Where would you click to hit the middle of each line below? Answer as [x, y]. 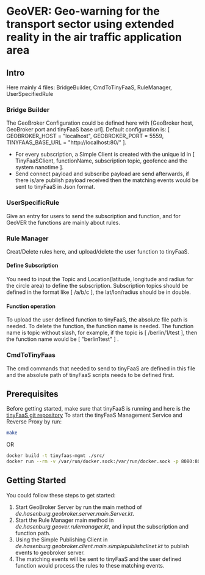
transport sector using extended [90, 24]
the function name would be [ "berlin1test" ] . [63, 339]
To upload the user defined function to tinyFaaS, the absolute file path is [97, 320]
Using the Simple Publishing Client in [61, 540]
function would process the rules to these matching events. [90, 565]
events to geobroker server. [50, 552]
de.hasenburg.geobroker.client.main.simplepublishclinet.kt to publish [102, 546]
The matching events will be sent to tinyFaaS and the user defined [98, 559]
